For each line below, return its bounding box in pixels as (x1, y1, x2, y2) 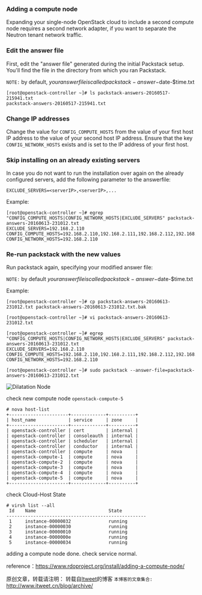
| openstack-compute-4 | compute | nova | (6, 470, 138, 476)
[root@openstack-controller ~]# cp (6, 299, 96, 305)
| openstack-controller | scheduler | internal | (6, 438, 138, 444)
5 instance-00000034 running (8, 540, 128, 546)
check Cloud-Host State (6, 491, 66, 499)
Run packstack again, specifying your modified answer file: (6, 264, 153, 271)
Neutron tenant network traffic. (6, 31, 83, 39)
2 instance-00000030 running (8, 524, 128, 530)
